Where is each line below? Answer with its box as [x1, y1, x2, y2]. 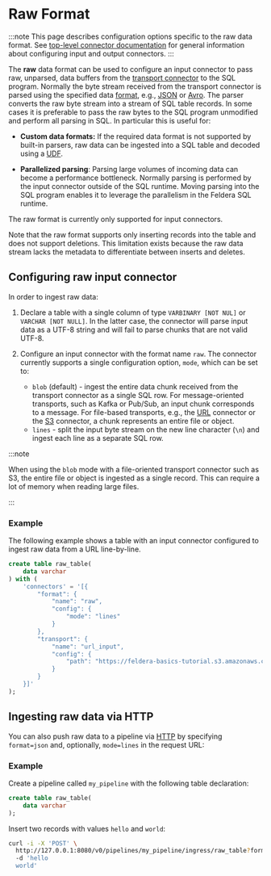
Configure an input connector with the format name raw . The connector [19, 349, 256, 358]
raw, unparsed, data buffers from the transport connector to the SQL [8, 73, 236, 82]
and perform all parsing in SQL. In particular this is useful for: [8, 115, 211, 125]
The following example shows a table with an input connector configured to [8, 536, 260, 546]
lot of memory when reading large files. [8, 481, 140, 491]
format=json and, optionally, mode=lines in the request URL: [8, 740, 205, 749]
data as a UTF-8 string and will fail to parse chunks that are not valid [19, 325, 248, 334]
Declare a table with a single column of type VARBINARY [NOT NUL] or [19, 308, 246, 317]
